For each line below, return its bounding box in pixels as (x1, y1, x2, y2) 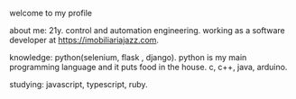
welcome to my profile (9, 8, 93, 18)
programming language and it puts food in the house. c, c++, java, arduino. (9, 62, 288, 72)
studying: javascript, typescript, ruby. (9, 79, 148, 89)
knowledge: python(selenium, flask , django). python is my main (9, 52, 247, 62)
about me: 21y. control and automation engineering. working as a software (9, 25, 286, 35)
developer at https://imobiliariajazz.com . (9, 35, 160, 45)
